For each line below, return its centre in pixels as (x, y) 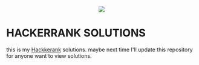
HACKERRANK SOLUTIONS (76, 33)
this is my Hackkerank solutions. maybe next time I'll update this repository (99, 49)
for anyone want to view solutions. (49, 55)
